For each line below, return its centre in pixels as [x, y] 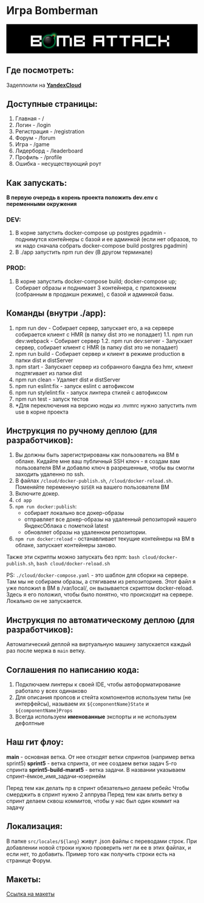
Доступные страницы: [52, 104]
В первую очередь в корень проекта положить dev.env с [82, 197]
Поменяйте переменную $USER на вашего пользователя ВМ [92, 487]
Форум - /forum [35, 138]
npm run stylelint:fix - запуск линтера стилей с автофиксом [91, 392]
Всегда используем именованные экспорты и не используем [96, 717]
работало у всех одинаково [51, 691]
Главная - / [29, 118]
